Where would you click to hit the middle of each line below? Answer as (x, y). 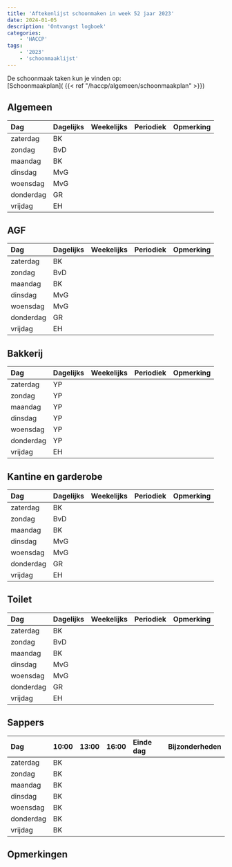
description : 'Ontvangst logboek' (57, 26)
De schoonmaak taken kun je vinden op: (64, 78)
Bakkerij (25, 353)
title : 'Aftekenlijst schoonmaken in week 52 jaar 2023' (91, 13)
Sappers (26, 723)
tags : (15, 46)
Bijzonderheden (195, 746)
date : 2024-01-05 (32, 20)
